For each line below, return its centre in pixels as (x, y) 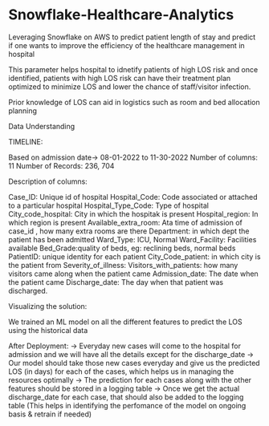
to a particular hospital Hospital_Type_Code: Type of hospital (108, 205)
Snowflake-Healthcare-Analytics (121, 15)
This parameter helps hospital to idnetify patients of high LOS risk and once (133, 69)
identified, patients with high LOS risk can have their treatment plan (120, 78)
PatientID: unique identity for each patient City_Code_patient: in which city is (134, 256)
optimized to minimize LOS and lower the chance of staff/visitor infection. (130, 87)
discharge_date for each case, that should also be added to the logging (126, 397)
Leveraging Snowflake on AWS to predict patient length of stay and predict (132, 37)
